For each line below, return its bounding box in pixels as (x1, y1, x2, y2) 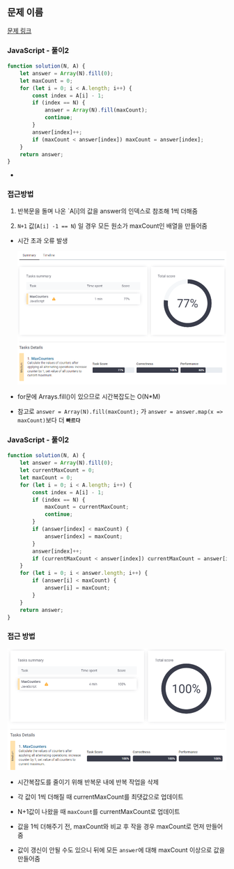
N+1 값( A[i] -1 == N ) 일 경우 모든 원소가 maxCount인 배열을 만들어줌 (17, 222, 208, 230)
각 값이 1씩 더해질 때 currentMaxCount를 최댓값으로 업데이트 (17, 792, 184, 801)
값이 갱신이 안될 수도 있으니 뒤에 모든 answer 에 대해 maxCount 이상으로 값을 (17, 845, 225, 854)
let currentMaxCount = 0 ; (19, 467, 95, 474)
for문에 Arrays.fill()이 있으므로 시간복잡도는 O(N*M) (17, 392, 161, 401)
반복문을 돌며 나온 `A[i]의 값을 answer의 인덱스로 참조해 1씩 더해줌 (17, 206, 198, 215)
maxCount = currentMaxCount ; (44, 504, 130, 511)
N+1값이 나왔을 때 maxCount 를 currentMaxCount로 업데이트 (17, 807, 180, 815)
